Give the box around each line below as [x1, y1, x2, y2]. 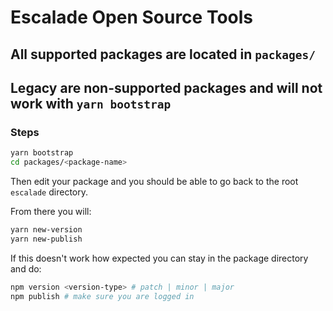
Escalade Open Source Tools [10, 6, 254, 29]
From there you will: [10, 206, 92, 218]
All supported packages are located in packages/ [10, 46, 316, 63]
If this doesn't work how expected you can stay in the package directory [10, 252, 309, 264]
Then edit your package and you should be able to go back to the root [10, 176, 299, 188]
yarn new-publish [10, 234, 83, 244]
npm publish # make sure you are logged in [10, 291, 195, 301]
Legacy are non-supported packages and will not [10, 79, 323, 96]
